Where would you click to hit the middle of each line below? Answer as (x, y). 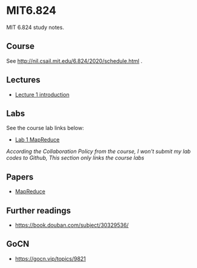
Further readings (39, 210)
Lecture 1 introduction (42, 94)
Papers (20, 177)
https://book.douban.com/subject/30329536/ (72, 225)
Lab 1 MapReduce (37, 140)
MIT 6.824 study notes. (35, 27)
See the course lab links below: (45, 128)
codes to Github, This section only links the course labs (75, 158)
